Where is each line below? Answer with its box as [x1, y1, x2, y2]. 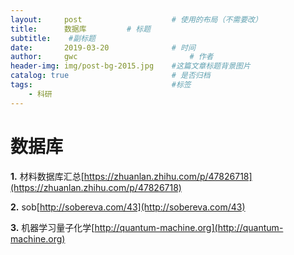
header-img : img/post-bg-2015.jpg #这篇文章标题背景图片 [10, 61, 251, 71]
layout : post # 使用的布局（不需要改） [10, 14, 263, 25]
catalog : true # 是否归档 [10, 71, 211, 81]
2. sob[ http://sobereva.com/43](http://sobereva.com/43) [10, 201, 246, 213]
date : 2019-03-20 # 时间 [10, 42, 196, 53]
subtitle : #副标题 [10, 33, 96, 43]
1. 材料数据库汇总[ [10, 170, 85, 182]
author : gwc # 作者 [10, 52, 214, 62]
